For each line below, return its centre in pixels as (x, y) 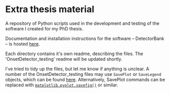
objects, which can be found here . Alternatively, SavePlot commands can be (85, 79)
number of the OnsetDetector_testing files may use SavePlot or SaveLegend (83, 74)
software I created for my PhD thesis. (44, 28)
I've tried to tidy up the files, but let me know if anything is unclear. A (77, 69)
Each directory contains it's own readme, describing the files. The (74, 54)
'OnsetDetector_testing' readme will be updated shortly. (64, 59)
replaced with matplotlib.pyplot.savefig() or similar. (62, 85)
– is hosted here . (23, 43)
